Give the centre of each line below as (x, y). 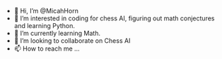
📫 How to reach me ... (47, 48)
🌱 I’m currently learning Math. (57, 33)
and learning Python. (45, 26)
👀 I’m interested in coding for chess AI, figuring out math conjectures (114, 18)
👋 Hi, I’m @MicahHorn (46, 11)
